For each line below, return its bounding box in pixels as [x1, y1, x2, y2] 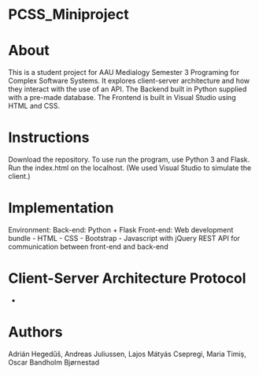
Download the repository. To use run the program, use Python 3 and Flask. [8, 155, 250, 165]
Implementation [8, 199, 114, 217]
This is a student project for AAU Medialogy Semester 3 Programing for [8, 68, 240, 77]
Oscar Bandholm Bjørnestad [8, 357, 100, 367]
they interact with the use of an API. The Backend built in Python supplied [8, 84, 247, 94]
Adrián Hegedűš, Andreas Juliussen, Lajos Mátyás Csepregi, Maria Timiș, [8, 349, 246, 358]
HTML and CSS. [8, 101, 61, 111]
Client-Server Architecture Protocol [8, 269, 246, 288]
